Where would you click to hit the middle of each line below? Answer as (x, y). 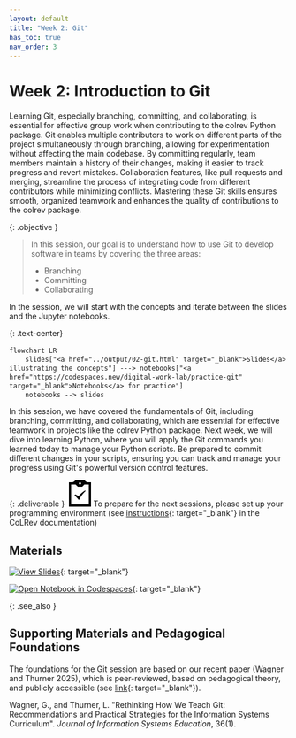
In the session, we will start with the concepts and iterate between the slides (148, 307)
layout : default (39, 19)
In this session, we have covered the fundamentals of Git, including (131, 411)
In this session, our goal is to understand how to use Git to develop (152, 244)
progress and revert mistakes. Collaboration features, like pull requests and (146, 173)
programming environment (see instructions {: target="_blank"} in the (135, 513)
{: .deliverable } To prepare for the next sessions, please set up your (146, 504)
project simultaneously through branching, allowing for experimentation (139, 144)
